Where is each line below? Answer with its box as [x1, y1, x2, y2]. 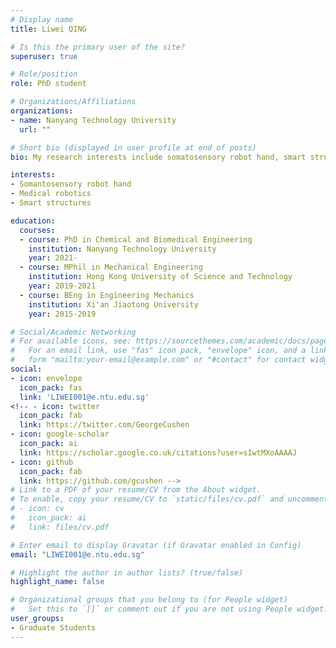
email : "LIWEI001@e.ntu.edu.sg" [10, 549, 145, 560]
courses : [19, 225, 56, 235]
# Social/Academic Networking [10, 327, 137, 337]
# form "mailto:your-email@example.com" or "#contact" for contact [10, 355, 307, 365]
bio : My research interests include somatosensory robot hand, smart [10, 152, 307, 162]
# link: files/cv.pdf [10, 522, 110, 532]
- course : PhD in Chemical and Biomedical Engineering [19, 234, 253, 245]
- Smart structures [10, 198, 92, 208]
